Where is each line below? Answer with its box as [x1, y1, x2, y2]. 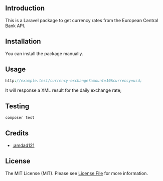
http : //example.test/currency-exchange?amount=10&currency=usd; [5, 78, 142, 83]
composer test [5, 115, 35, 120]
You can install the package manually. [5, 50, 83, 57]
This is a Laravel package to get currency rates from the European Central [5, 17, 158, 23]
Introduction [5, 4, 45, 13]
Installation [5, 37, 41, 46]
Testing [5, 102, 30, 110]
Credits [5, 129, 29, 137]
